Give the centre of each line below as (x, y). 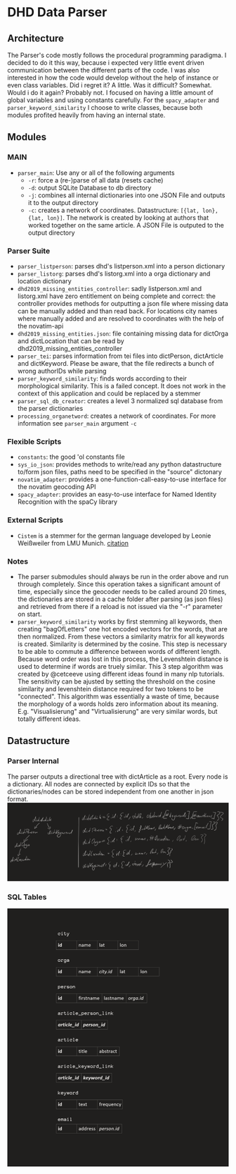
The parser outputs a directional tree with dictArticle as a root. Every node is (118, 777)
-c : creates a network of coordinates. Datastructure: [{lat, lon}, (123, 210)
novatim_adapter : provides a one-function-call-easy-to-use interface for (122, 479)
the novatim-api (40, 326)
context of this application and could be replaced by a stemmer (109, 393)
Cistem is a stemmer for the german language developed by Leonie (114, 536)
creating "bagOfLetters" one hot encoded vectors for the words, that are (123, 629)
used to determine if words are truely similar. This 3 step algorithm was (120, 666)
